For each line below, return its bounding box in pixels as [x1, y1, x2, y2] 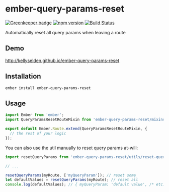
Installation [5, 72, 41, 81]
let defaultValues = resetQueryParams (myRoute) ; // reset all [5, 177, 138, 182]
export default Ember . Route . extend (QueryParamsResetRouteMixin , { [5, 126, 147, 132]
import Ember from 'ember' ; [5, 112, 64, 117]
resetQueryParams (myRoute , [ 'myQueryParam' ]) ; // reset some [5, 172, 136, 178]
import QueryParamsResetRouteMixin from [5, 117, 92, 122]
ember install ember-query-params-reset [5, 85, 92, 91]
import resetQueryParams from [5, 154, 69, 159]
